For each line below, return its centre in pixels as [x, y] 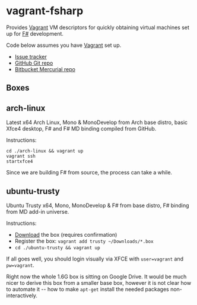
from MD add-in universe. [38, 211]
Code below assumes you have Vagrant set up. [64, 45]
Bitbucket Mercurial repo [45, 69]
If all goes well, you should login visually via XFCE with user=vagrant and [95, 259]
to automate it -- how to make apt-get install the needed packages [88, 289]
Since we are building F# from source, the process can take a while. [89, 173]
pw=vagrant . [20, 265]
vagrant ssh [21, 156]
